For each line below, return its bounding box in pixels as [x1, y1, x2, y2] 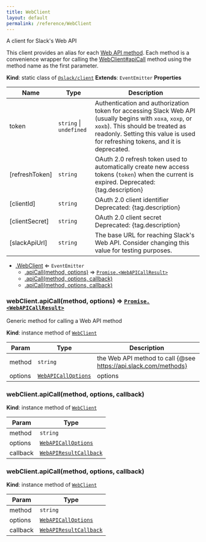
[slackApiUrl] [9, 239, 48, 247]
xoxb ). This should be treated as [94, 122, 186, 131]
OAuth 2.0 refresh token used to [94, 155, 188, 163]
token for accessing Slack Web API [94, 107, 196, 115]
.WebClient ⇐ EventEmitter [15, 262, 85, 269]
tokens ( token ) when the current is [94, 170, 194, 179]
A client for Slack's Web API [6, 37, 77, 45]
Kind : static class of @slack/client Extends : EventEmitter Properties [6, 74, 182, 82]
